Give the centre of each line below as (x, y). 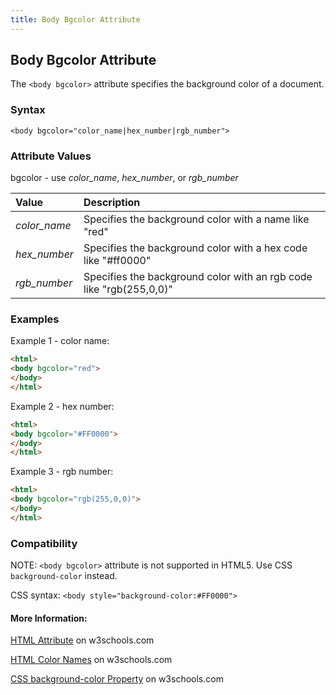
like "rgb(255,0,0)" (128, 289)
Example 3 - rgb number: (62, 472)
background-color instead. (64, 576)
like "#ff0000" (117, 261)
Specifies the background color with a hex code (195, 248)
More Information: (49, 618)
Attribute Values (51, 156)
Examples (35, 319)
